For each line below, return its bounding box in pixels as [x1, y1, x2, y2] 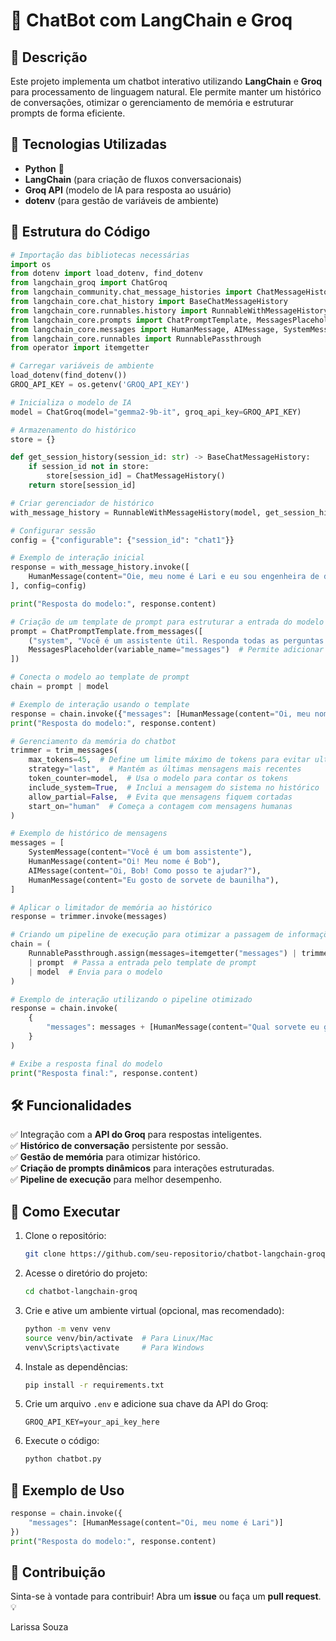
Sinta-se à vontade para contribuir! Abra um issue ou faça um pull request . [10, 1590, 322, 1603]
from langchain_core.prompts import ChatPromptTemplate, [10, 315, 253, 325]
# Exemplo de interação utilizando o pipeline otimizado [10, 994, 253, 1004]
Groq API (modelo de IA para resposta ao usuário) [24, 184, 232, 196]
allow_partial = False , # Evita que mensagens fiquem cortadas [28, 792, 293, 802]
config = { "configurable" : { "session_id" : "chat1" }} [10, 535, 235, 545]
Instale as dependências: [24, 1360, 128, 1373]
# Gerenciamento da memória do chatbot [10, 736, 177, 746]
